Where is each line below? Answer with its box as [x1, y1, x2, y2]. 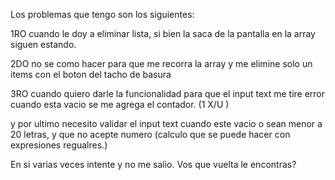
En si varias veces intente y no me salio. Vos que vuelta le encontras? [10, 159, 297, 170]
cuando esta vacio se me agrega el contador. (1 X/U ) [10, 99, 230, 110]
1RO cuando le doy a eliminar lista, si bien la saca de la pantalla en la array [10, 28, 316, 39]
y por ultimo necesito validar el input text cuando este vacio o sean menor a [10, 118, 323, 129]
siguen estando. [10, 39, 77, 50]
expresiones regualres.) [10, 139, 108, 151]
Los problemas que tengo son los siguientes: [10, 9, 195, 20]
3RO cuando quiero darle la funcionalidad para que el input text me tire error [10, 88, 326, 99]
